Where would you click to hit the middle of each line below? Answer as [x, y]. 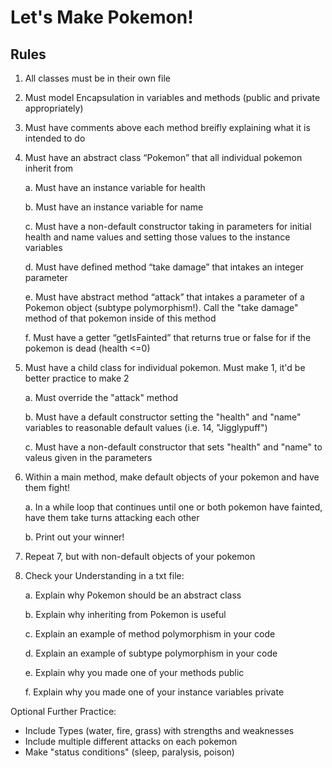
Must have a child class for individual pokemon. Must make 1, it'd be [165, 367]
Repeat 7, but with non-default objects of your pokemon [140, 556]
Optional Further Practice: [63, 711]
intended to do [55, 138]
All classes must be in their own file [97, 78]
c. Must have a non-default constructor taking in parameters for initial [168, 226]
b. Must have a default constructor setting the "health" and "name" [163, 417]
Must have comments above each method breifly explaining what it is [167, 127]
